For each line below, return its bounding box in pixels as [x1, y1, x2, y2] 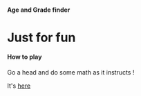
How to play [7, 52, 42, 61]
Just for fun [7, 30, 76, 45]
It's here [7, 81, 31, 90]
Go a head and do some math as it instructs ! [7, 68, 135, 76]
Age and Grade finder [7, 6, 70, 14]
